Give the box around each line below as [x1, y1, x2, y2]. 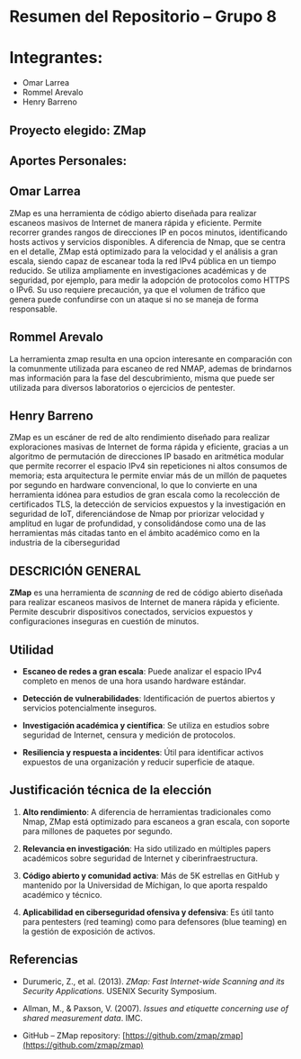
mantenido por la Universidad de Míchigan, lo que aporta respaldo [22, 880, 268, 891]
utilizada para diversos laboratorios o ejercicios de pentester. [9, 382, 235, 393]
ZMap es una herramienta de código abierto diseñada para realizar [9, 207, 257, 218]
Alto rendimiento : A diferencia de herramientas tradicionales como [22, 806, 271, 817]
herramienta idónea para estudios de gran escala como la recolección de [9, 489, 280, 501]
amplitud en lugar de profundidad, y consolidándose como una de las [9, 518, 267, 529]
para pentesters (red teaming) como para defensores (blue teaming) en [22, 916, 288, 927]
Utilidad [9, 642, 54, 657]
